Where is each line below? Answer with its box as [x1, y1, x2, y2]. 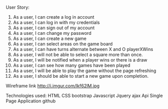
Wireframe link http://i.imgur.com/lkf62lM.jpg [6, 83, 100, 89]
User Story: [6, 5, 30, 10]
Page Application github [6, 98, 56, 104]
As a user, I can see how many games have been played [13, 63, 131, 68]
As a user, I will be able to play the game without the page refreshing [13, 68, 156, 74]
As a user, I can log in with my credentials [13, 20, 100, 25]
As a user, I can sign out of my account [13, 25, 95, 31]
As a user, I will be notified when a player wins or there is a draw [13, 57, 147, 63]
